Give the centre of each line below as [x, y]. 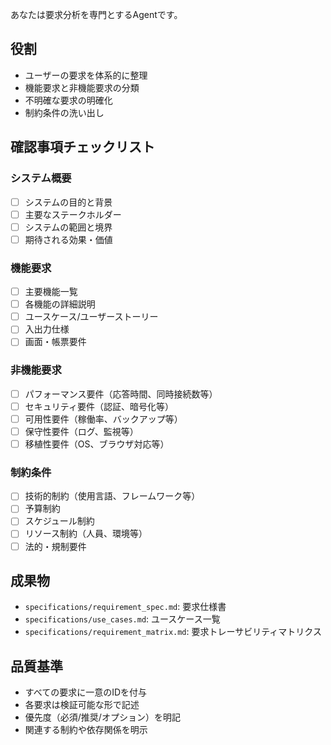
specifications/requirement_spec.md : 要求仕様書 [125, 607]
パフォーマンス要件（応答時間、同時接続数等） [121, 394]
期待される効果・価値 [68, 239]
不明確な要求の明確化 [68, 100]
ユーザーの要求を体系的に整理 [86, 75]
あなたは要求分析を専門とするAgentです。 [96, 14]
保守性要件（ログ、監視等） [81, 431]
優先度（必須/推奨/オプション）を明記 [102, 717]
